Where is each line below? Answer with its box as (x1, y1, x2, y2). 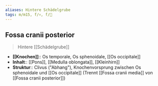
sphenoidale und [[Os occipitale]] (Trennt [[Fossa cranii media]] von (12, 70, 153, 76)
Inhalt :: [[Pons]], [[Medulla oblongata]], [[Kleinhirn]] (12, 59, 120, 65)
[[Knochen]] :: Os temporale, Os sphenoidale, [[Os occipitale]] (12, 54, 141, 60)
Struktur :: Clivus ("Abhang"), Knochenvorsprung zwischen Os (12, 64, 141, 70)
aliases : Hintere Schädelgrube (5, 7, 71, 13)
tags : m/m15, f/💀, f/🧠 (5, 12, 53, 17)
